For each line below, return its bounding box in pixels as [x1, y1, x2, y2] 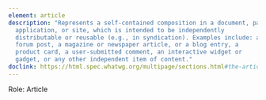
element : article [8, 11, 66, 20]
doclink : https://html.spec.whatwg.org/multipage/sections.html [8, 63, 225, 71]
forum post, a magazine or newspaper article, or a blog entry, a [15, 41, 239, 49]
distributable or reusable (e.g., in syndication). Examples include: [15, 33, 253, 42]
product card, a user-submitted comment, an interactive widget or [15, 48, 243, 56]
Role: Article [8, 84, 48, 94]
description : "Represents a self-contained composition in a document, [8, 19, 249, 27]
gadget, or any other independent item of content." [15, 56, 193, 64]
